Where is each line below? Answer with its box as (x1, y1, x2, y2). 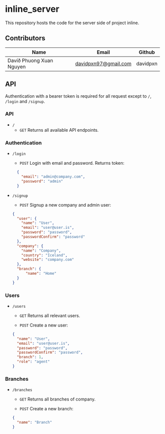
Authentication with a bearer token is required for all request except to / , (5, 93, 152, 99)
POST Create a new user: (19, 322, 68, 328)
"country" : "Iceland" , (21, 253, 68, 257)
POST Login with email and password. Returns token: (19, 160, 125, 166)
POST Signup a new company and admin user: (19, 202, 111, 208)
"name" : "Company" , (21, 248, 61, 253)
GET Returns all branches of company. (19, 396, 96, 402)
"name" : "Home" (25, 271, 56, 276)
